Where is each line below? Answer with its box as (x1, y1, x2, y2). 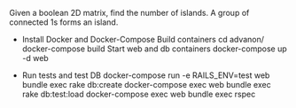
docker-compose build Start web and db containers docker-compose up (21, 43, 288, 54)
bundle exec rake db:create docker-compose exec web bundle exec (21, 80, 272, 89)
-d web (21, 53, 49, 63)
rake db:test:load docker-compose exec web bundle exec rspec (21, 89, 256, 99)
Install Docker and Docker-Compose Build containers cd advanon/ (21, 35, 264, 44)
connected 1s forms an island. (9, 17, 119, 27)
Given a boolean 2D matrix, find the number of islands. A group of (9, 8, 250, 18)
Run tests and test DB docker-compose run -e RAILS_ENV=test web (21, 70, 270, 81)
